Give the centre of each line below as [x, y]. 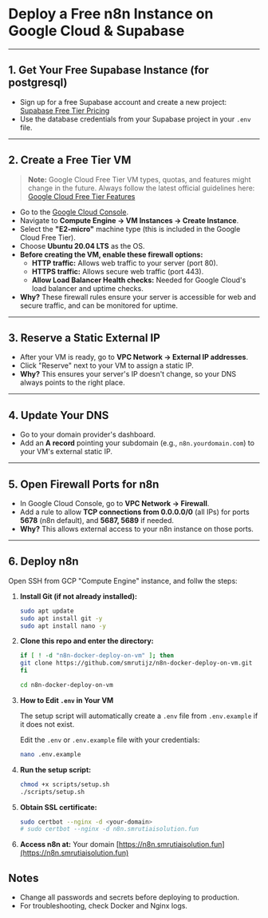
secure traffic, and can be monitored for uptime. [99, 305]
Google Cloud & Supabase [97, 31]
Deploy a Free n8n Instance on [111, 14]
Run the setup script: [55, 769]
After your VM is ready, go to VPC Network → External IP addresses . [134, 357]
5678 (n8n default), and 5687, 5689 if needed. [97, 520]
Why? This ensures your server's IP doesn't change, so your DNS [128, 374]
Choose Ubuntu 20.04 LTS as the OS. [82, 245]
